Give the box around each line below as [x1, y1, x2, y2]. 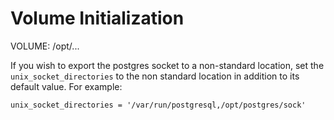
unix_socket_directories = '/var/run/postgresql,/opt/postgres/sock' [10, 100, 307, 110]
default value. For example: [10, 80, 123, 92]
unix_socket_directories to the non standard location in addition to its [10, 70, 300, 82]
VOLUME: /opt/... [10, 40, 80, 52]
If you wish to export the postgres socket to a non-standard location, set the [10, 59, 325, 71]
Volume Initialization [10, 7, 185, 30]
